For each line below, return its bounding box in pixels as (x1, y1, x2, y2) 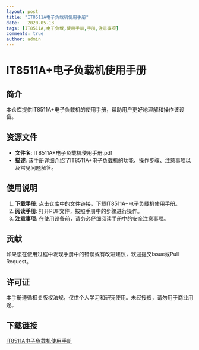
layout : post (6, 8, 39, 15)
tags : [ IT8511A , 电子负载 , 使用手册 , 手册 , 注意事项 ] (6, 25, 119, 31)
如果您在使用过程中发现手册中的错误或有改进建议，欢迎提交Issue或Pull (6, 250, 179, 258)
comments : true (6, 31, 44, 37)
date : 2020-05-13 (6, 20, 55, 26)
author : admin (6, 36, 42, 42)
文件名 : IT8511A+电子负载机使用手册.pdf (14, 149, 113, 156)
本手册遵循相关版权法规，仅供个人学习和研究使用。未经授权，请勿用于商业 (6, 294, 188, 301)
